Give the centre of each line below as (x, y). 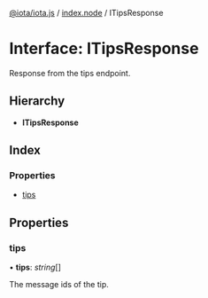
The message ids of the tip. (59, 285)
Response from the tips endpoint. (70, 73)
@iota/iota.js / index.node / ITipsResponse (86, 13)
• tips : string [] (35, 267)
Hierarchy (37, 101)
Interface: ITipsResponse (104, 49)
